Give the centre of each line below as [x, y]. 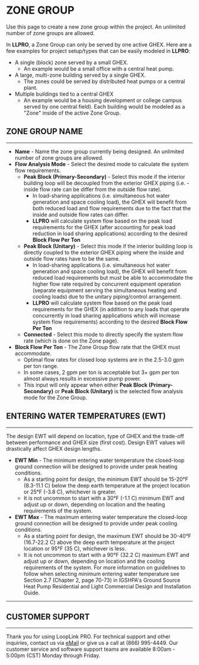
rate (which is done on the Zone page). [71, 341]
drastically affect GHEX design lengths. [54, 448]
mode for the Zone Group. [55, 397]
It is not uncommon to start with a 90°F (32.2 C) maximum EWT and [106, 555]
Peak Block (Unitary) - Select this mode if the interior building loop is [108, 246]
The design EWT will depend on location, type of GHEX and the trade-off [95, 436]
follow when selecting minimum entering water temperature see [101, 574]
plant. [31, 87]
